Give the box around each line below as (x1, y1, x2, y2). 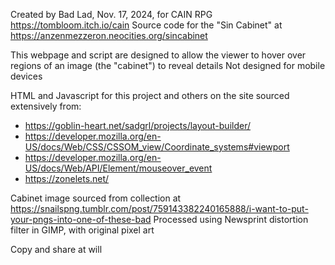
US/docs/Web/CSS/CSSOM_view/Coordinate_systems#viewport (24, 141, 290, 153)
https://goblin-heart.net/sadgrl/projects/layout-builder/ (24, 120, 252, 131)
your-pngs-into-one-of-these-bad (10, 214, 152, 225)
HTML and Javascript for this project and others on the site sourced (10, 90, 290, 101)
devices (10, 70, 43, 82)
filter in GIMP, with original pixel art (10, 224, 155, 236)
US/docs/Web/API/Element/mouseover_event (24, 162, 213, 174)
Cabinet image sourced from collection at (10, 192, 182, 204)
